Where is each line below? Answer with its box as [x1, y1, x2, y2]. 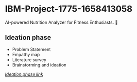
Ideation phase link [5, 71, 44, 77]
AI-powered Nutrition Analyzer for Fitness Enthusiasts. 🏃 [5, 19, 118, 25]
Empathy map [12, 51, 40, 57]
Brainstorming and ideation [12, 62, 67, 67]
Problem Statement [12, 46, 51, 52]
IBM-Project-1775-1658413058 [5, 3, 133, 15]
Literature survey [12, 57, 47, 63]
